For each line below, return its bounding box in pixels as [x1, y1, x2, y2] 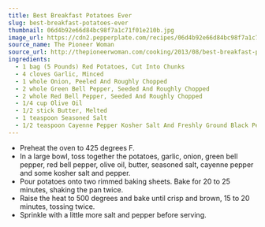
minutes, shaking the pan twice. [19, 184, 124, 194]
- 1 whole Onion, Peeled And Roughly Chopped [15, 77, 168, 85]
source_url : [8, 48, 47, 56]
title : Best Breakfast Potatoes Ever [8, 11, 132, 20]
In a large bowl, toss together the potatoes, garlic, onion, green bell [19, 151, 238, 161]
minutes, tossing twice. [19, 202, 95, 211]
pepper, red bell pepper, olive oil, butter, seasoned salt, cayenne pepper [19, 159, 254, 169]
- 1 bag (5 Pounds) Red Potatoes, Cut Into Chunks [15, 63, 185, 71]
